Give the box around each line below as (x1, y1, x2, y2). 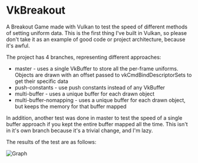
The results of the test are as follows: (6, 138, 96, 145)
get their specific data (14, 78, 69, 85)
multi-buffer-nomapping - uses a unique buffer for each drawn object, (14, 96, 186, 104)
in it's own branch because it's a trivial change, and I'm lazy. (6, 127, 153, 134)
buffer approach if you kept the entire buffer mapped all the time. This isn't (6, 120, 188, 127)
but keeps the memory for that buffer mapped (14, 103, 127, 110)
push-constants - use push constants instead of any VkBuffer (14, 84, 165, 91)
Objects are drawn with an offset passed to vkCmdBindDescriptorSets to (14, 71, 192, 78)
